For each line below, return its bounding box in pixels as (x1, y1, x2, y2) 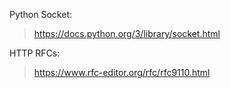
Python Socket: (9, 9, 72, 20)
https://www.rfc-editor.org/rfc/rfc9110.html (33, 67, 211, 78)
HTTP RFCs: (9, 47, 61, 59)
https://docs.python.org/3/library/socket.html (33, 28, 221, 39)
